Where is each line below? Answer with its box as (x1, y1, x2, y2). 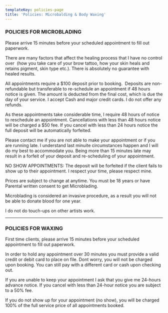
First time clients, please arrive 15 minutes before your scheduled (5, 236, 140, 242)
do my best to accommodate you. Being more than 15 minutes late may (5, 147, 151, 153)
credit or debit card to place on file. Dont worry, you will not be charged (5, 256, 152, 262)
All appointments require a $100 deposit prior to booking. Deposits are (5, 80, 151, 86)
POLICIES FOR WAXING (5, 224, 63, 231)
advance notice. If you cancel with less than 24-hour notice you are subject (5, 282, 161, 288)
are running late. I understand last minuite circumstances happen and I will (5, 142, 158, 148)
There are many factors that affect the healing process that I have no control (5, 54, 162, 60)
